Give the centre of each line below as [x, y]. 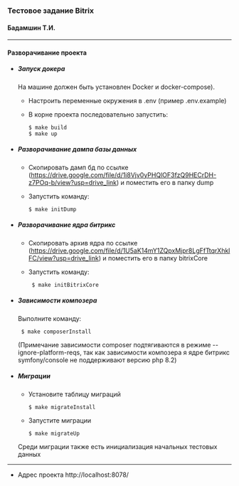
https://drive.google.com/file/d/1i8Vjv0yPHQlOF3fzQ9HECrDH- [124, 175]
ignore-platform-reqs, [49, 352]
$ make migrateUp [54, 433]
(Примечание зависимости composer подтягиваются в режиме [114, 344]
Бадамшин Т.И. [31, 28]
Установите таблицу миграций [74, 394]
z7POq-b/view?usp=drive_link [73, 182]
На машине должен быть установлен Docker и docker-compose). [116, 87]
